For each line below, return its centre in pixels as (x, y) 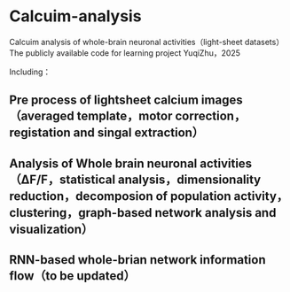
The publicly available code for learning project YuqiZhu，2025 (125, 53)
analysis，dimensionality (190, 179)
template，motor (125, 116)
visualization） (51, 229)
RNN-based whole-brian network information (137, 260)
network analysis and (216, 213)
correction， (211, 116)
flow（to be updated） (72, 276)
